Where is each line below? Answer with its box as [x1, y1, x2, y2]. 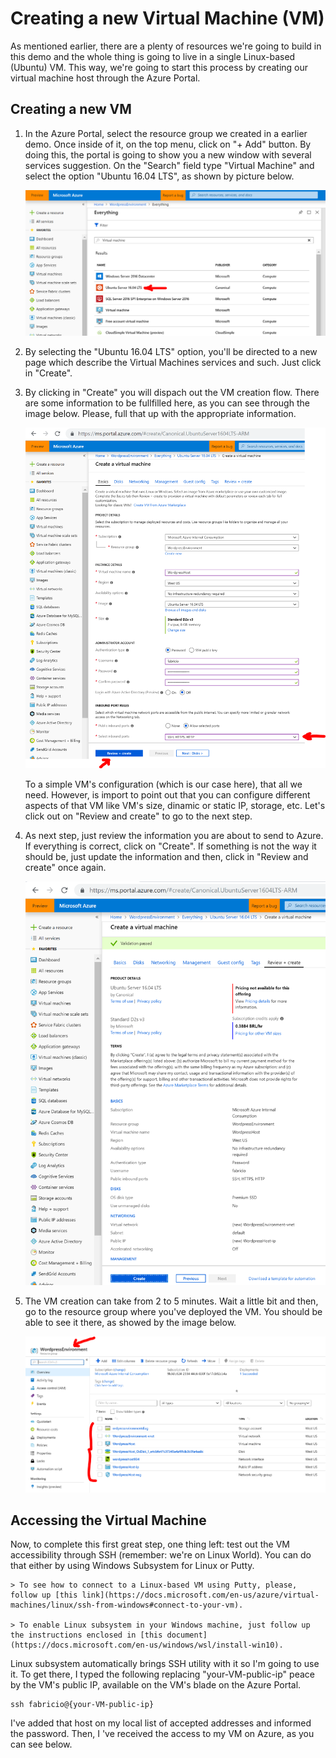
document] [166, 1630, 208, 1641]
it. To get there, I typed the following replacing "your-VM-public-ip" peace [10, 1668, 315, 1681]
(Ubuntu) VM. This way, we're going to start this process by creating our [10, 61, 309, 73]
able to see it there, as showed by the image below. [24, 1317, 237, 1329]
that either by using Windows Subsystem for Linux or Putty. [10, 1560, 255, 1572]
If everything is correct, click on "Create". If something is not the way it [24, 840, 317, 852]
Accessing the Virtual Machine [10, 1512, 207, 1529]
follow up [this [10, 1590, 78, 1601]
